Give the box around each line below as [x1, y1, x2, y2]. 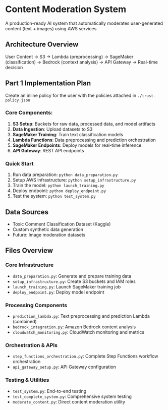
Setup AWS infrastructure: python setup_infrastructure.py [12, 177, 136, 183]
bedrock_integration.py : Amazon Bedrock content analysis [12, 324, 136, 330]
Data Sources [5, 208, 49, 216]
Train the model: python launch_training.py [12, 183, 104, 189]
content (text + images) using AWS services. [5, 25, 98, 31]
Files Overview [5, 246, 53, 255]
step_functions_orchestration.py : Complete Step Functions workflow [12, 353, 158, 359]
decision [5, 64, 23, 70]
